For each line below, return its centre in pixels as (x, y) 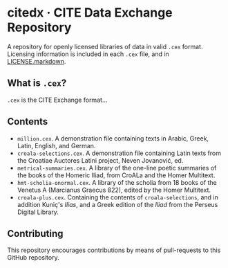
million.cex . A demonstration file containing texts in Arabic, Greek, (113, 138)
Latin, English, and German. (56, 145)
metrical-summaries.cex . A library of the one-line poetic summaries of (117, 168)
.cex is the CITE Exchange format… (57, 100)
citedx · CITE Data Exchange (90, 13)
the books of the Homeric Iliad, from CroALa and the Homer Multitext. (116, 175)
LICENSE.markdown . (37, 61)
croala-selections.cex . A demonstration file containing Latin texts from (119, 153)
